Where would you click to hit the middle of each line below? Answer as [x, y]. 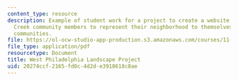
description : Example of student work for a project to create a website [119, 20]
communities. [33, 33]
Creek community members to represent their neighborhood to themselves [123, 27]
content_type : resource [42, 14]
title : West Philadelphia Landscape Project [74, 60]
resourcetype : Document [42, 54]
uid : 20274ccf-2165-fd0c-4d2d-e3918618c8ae [73, 66]
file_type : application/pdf [49, 46]
